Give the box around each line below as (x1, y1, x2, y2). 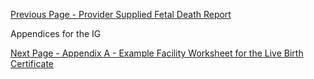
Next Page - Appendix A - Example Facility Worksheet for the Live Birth (10, 47, 304, 59)
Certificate (10, 58, 55, 69)
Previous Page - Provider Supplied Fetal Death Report (10, 9, 232, 20)
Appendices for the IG (10, 28, 102, 39)
